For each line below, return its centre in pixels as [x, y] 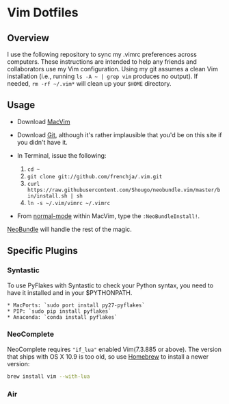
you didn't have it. [42, 142]
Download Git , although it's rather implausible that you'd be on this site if [119, 134]
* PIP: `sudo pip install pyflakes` [59, 311]
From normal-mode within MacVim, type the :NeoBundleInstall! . [108, 216]
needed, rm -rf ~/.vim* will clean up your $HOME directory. [90, 83]
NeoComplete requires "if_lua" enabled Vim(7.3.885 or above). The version [114, 349]
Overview [28, 38]
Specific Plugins [43, 251]
